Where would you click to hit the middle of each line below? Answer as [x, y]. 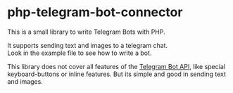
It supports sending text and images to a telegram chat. [87, 45]
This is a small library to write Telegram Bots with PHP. [86, 32]
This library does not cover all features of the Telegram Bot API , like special [116, 66]
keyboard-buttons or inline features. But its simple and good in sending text [117, 74]
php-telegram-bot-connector [95, 12]
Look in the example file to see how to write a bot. [80, 53]
